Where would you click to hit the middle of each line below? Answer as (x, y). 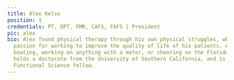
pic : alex (22, 33)
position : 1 (24, 20)
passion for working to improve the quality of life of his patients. (118, 46)
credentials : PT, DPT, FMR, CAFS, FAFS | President (84, 26)
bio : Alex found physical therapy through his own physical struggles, (113, 40)
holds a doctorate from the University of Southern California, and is (120, 59)
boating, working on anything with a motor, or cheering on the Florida (121, 53)
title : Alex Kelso (34, 14)
